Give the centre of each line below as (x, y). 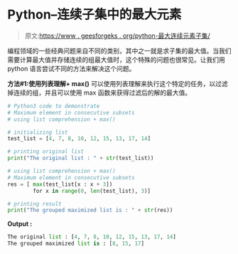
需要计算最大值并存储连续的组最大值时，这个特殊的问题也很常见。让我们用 (116, 59)
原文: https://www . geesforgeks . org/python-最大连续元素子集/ (118, 36)
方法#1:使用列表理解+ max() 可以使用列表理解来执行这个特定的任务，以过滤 (118, 83)
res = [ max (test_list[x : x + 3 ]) (60, 184)
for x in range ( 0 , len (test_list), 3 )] (92, 191)
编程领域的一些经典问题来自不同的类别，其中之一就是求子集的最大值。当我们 (119, 51)
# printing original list (45, 152)
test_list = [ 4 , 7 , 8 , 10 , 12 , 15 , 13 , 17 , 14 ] (79, 139)
